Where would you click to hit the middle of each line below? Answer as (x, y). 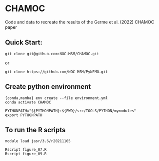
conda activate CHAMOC (28, 102)
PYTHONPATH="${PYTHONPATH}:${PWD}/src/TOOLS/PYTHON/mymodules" (71, 111)
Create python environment (48, 87)
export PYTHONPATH (24, 115)
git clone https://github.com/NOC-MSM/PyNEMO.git (57, 72)
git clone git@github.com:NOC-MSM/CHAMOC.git (52, 54)
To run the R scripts (35, 130)
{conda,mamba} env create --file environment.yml (57, 98)
